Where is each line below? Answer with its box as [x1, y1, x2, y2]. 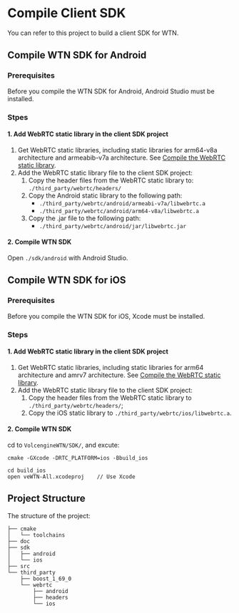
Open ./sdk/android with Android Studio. [7, 253, 128, 262]
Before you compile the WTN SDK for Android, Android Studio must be [7, 87, 215, 96]
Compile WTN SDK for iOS [7, 274, 126, 287]
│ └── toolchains [7, 531, 66, 539]
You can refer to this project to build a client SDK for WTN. [7, 29, 179, 37]
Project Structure [7, 493, 86, 505]
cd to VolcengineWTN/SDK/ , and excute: [7, 441, 120, 449]
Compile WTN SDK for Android [7, 49, 147, 61]
